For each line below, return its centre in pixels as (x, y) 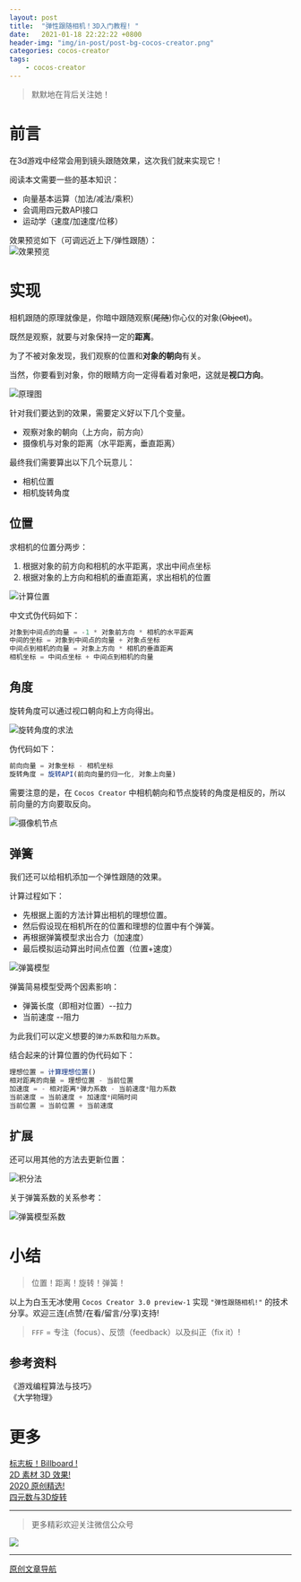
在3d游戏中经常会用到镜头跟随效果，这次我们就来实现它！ (116, 160)
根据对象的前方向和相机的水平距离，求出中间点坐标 (116, 565)
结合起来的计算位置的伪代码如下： (72, 1055)
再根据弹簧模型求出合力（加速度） (85, 938)
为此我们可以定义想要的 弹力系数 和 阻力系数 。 (87, 1036)
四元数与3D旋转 (38, 1497)
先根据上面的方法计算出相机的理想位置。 (97, 915)
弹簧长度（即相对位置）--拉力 (77, 1006)
